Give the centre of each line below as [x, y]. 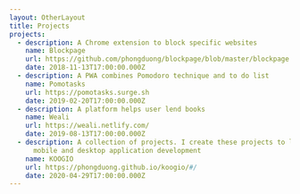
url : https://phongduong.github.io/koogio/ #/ [112, 167]
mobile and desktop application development [117, 150]
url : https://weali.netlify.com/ [87, 126]
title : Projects [39, 26]
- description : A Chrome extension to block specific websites [137, 42]
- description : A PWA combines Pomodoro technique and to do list [143, 76]
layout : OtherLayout [48, 17]
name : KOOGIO [50, 159]
